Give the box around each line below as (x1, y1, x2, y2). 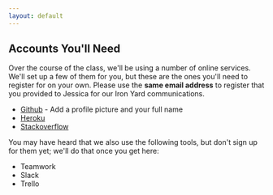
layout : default (8, 11, 63, 20)
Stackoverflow (19, 122, 69, 132)
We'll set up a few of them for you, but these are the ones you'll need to (8, 72, 249, 82)
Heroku (19, 113, 45, 123)
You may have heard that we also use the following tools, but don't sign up (8, 138, 258, 147)
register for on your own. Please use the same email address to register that (8, 80, 265, 90)
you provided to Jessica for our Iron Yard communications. (8, 89, 205, 99)
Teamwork (19, 162, 56, 172)
